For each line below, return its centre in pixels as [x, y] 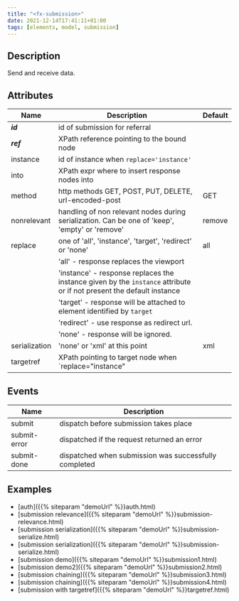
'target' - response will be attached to [122, 302]
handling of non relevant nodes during [122, 212]
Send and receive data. [41, 73]
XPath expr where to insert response [119, 171]
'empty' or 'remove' [91, 229]
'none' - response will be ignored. [115, 334]
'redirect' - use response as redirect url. [125, 323]
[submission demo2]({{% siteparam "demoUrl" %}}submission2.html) [120, 567]
